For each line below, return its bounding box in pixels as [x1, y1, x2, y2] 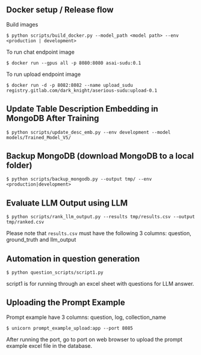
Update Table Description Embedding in [6, 104, 158, 114]
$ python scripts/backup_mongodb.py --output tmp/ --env [6, 176, 152, 183]
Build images [6, 20, 39, 28]
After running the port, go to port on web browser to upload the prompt [6, 336, 182, 343]
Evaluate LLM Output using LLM [6, 198, 128, 208]
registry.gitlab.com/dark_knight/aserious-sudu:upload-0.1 [6, 87, 158, 93]
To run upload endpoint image [6, 71, 81, 78]
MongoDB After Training [6, 113, 99, 124]
